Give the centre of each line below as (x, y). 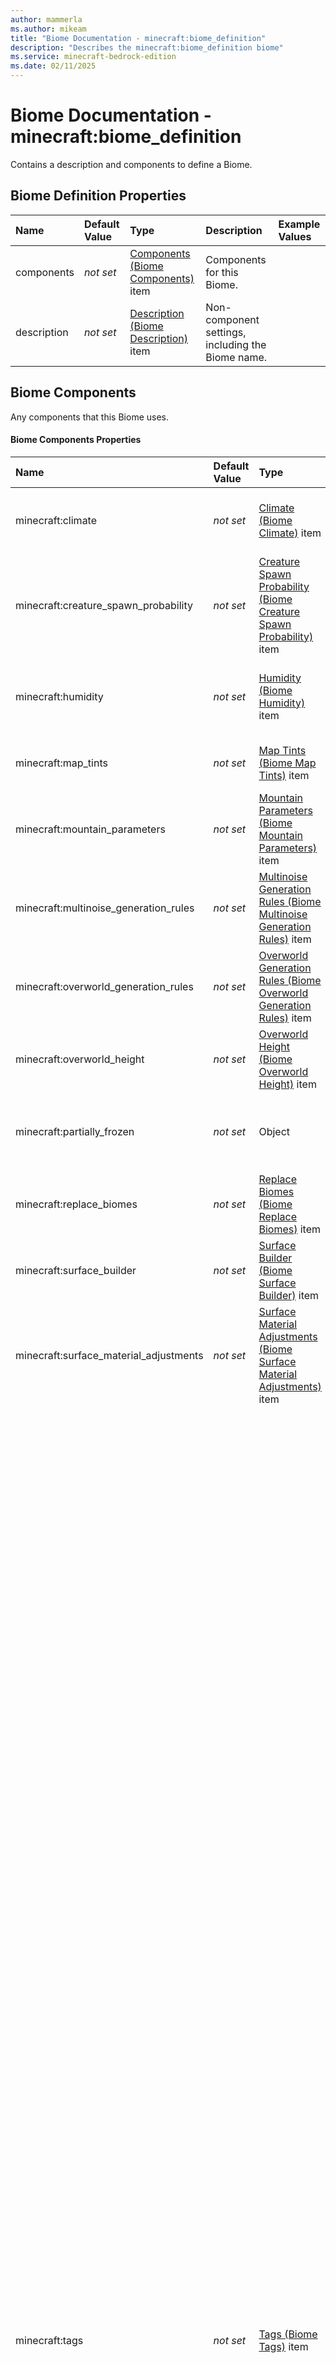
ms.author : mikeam (48, 29)
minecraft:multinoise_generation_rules (105, 908)
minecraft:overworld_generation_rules (104, 986)
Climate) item (290, 533)
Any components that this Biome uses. (90, 417)
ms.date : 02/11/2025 (53, 66)
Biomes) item (290, 1229)
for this (222, 272)
